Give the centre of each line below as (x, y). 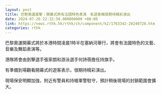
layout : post (18, 10)
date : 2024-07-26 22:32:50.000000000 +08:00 (51, 19)
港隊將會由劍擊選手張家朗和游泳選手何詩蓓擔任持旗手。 (61, 59)
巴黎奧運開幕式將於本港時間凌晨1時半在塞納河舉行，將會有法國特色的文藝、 (81, 43)
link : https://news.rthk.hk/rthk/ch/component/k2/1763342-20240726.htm (80, 23)
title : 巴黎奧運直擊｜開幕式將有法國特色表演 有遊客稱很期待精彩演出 (68, 14)
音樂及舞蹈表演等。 (25, 49)
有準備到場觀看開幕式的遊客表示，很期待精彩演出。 (57, 70)
